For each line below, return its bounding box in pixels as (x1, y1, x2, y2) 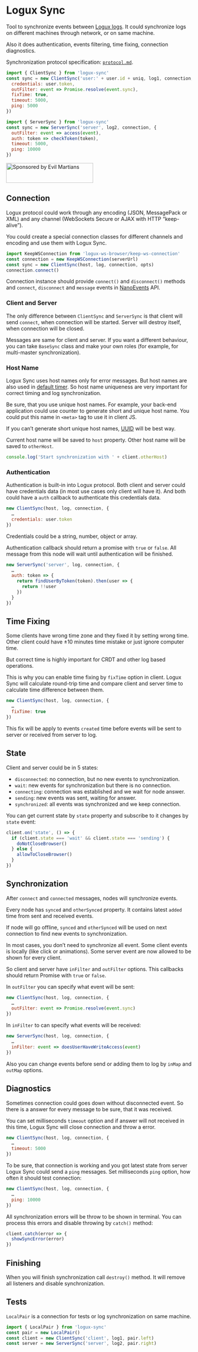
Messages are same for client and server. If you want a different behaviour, (6, 336, 189, 343)
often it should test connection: (6, 1174, 82, 1181)
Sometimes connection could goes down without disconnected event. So (6, 1099, 184, 1106)
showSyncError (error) (11, 1236, 65, 1242)
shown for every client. (6, 954, 62, 961)
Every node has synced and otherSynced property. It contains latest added (6, 906, 183, 913)
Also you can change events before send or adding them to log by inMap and (6, 1060, 192, 1067)
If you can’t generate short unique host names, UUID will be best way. (6, 424, 176, 432)
